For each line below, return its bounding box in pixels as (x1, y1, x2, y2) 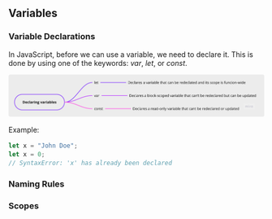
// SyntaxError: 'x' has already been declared (8, 159, 173, 168)
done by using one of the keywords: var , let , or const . (8, 58, 188, 68)
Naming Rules (8, 178, 65, 190)
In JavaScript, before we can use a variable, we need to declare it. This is (8, 49, 253, 59)
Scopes (8, 199, 39, 211)
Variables (8, 7, 58, 20)
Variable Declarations (8, 31, 96, 42)
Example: (8, 125, 40, 135)
